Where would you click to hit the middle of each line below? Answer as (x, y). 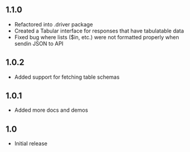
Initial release (31, 144)
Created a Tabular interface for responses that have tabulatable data (99, 31)
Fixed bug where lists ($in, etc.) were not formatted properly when (97, 37)
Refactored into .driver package (54, 24)
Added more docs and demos (51, 110)
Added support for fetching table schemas (67, 77)
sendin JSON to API (39, 43)
